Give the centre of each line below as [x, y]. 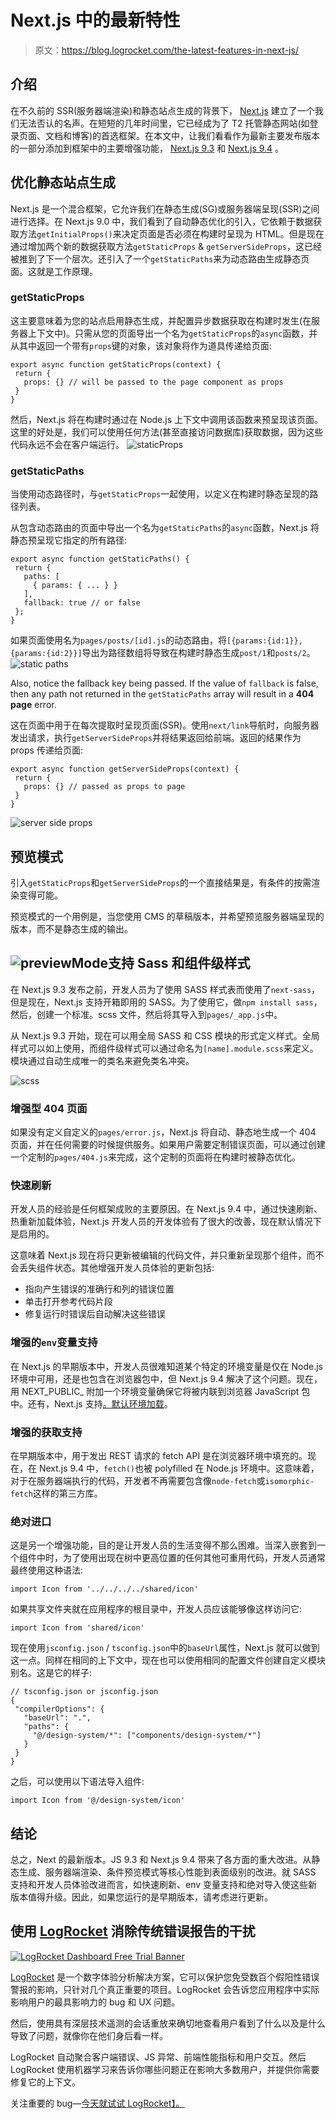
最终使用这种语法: [47, 1570]
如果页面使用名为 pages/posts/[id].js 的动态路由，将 [119, 640]
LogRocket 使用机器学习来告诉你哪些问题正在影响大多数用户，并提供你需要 [165, 2069]
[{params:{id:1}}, [264, 641]
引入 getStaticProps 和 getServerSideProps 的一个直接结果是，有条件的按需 [161, 882]
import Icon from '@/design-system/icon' [98, 1801]
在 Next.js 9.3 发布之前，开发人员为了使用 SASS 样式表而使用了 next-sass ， [165, 989]
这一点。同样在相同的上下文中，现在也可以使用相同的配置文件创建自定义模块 [168, 1660]
